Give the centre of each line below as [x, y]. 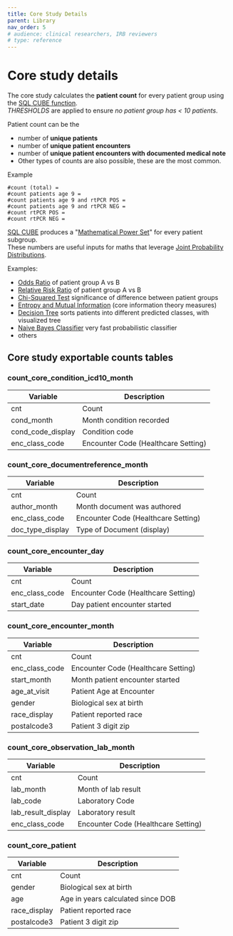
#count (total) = [33, 188]
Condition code [108, 432]
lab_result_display [41, 812]
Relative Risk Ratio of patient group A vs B [79, 290]
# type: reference [35, 41]
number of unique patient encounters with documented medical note [122, 153]
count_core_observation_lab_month [71, 747]
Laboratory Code [106, 801]
